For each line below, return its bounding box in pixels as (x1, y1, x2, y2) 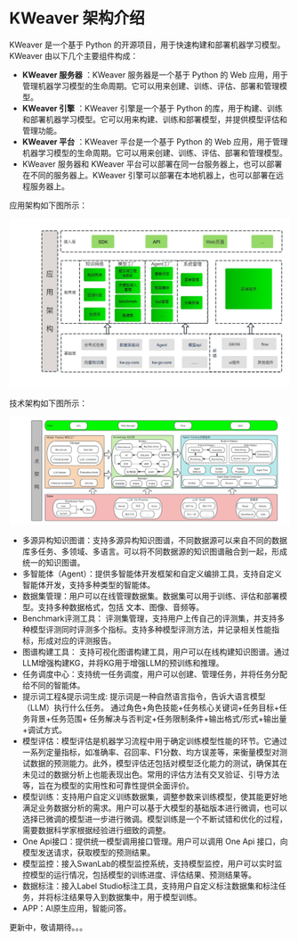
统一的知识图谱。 (21, 557, 85, 567)
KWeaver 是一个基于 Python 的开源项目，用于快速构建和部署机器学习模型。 (9, 39, 286, 50)
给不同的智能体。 (21, 680, 85, 690)
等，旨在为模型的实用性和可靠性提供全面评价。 (21, 780, 194, 790)
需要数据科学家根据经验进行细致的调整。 (21, 825, 171, 835)
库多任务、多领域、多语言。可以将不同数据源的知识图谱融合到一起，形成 (21, 546, 287, 557)
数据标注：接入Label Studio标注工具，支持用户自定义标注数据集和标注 (21, 880, 278, 891)
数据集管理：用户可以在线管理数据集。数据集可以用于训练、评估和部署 (21, 590, 280, 601)
